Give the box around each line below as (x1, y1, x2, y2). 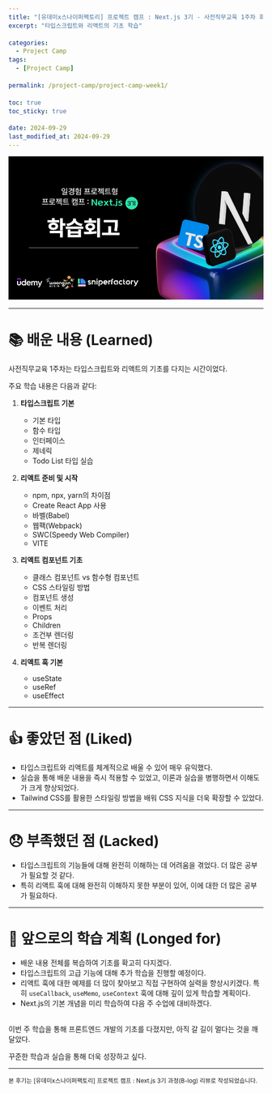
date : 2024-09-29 (8, 124, 67, 133)
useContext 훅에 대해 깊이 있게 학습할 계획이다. (102, 989, 251, 998)
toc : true (8, 98, 42, 107)
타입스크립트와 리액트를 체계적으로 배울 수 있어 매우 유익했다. (19, 763, 213, 772)
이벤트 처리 (32, 603, 67, 613)
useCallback (28, 990, 70, 998)
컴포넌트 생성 (32, 593, 74, 602)
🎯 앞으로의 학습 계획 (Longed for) (8, 929, 222, 948)
